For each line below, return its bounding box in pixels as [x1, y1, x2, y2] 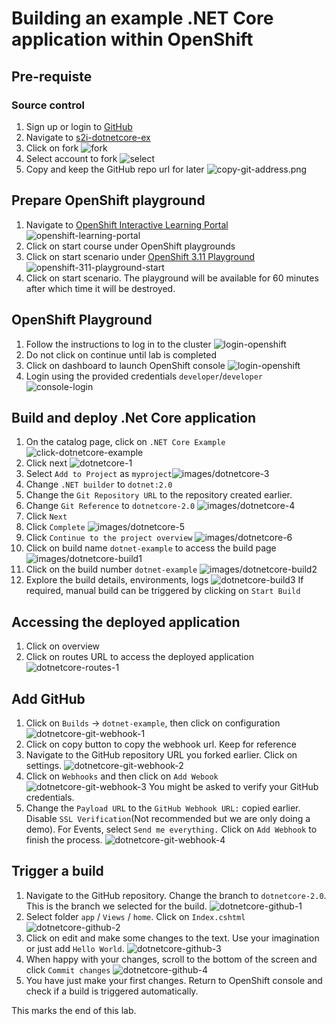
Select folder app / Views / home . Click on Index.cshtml [25, 910, 246, 922]
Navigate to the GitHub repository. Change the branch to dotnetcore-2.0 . [25, 889, 327, 901]
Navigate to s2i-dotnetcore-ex [25, 131, 151, 143]
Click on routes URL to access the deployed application [25, 651, 254, 663]
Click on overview [25, 640, 101, 652]
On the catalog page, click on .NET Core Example [25, 436, 226, 448]
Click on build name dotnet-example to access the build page [25, 542, 277, 554]
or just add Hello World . [25, 942, 125, 954]
